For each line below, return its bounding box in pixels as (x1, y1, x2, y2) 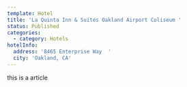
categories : (7, 29, 41, 36)
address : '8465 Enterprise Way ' (13, 49, 111, 55)
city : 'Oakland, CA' (13, 55, 72, 62)
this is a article (7, 73, 48, 82)
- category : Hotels (13, 36, 69, 42)
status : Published (7, 23, 59, 29)
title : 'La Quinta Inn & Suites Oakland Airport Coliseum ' (7, 16, 182, 23)
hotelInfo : (7, 42, 38, 49)
